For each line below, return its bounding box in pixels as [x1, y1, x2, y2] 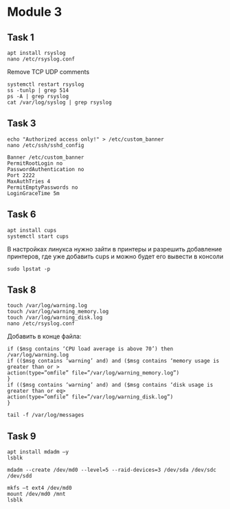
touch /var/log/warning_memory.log [7, 308, 109, 315]
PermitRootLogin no [7, 159, 63, 167]
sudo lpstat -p [7, 265, 51, 272]
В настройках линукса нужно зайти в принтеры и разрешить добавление [7, 245, 222, 253]
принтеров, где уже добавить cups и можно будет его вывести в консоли [7, 252, 224, 260]
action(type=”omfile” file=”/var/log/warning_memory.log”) [7, 370, 180, 376]
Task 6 [7, 209, 36, 220]
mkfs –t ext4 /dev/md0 [7, 485, 72, 492]
